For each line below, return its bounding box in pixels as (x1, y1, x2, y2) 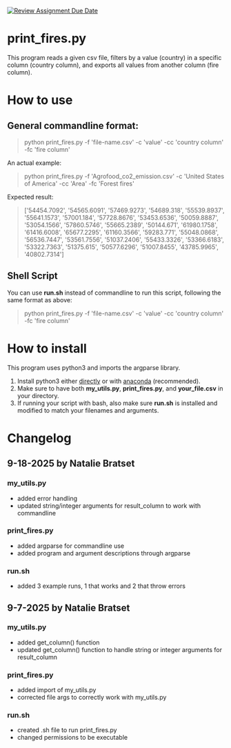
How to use (7, 92, 73, 108)
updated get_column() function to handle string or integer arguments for (17, 645, 223, 653)
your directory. (17, 391, 60, 400)
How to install (7, 340, 88, 356)
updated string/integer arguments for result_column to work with (17, 501, 201, 510)
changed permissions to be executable (17, 734, 128, 742)
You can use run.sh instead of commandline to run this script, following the (7, 288, 221, 297)
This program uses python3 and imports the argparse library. (7, 363, 181, 372)
